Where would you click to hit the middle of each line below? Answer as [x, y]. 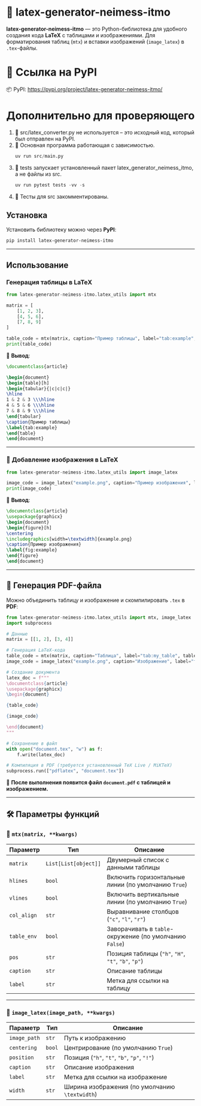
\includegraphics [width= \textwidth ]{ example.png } [69, 539]
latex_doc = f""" [28, 678]
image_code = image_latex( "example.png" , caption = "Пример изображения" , [99, 483]
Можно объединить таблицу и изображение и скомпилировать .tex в [96, 600]
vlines [19, 898]
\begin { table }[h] [28, 383]
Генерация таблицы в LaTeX [49, 282]
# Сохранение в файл [32, 744]
